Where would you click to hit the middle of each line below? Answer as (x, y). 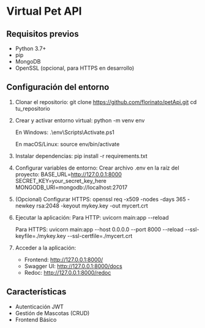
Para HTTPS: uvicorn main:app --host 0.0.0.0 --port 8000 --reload (99, 229)
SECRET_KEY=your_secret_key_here (61, 181)
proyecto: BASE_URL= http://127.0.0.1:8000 (69, 174)
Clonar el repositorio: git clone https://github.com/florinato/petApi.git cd (106, 102)
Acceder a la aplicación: (46, 248)
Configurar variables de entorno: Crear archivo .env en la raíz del (97, 168)
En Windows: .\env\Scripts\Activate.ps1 (65, 132)
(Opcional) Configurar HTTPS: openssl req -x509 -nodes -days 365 (100, 199)
